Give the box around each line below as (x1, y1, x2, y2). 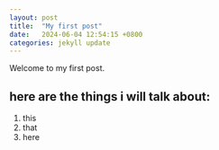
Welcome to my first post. (9, 63, 105, 74)
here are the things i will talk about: (9, 89, 211, 104)
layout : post (9, 13, 59, 22)
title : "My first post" (9, 22, 103, 31)
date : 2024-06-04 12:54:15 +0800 (9, 30, 143, 39)
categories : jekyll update (9, 38, 111, 48)
